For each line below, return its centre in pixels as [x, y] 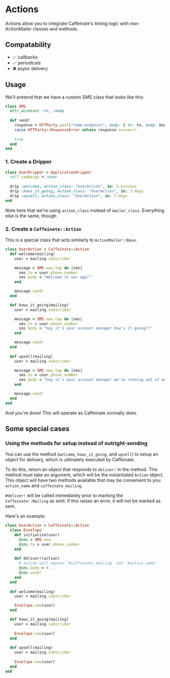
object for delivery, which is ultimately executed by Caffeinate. [70, 460]
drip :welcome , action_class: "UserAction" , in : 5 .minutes [73, 186]
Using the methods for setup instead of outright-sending [76, 443]
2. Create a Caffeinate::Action [44, 229]
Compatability [28, 45]
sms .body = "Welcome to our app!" [55, 277]
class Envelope [26, 530]
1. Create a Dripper [29, 162]
